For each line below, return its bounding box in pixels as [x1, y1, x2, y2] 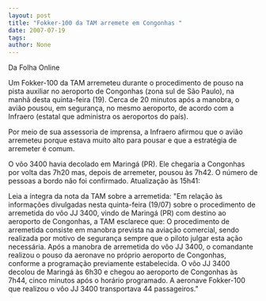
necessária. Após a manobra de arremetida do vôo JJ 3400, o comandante [8, 242, 253, 252]
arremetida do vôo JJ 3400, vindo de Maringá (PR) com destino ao [8, 208, 227, 218]
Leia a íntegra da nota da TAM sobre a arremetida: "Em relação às [8, 192, 223, 201]
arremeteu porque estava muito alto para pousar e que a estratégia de [8, 135, 237, 145]
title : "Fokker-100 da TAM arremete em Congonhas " [8, 19, 182, 27]
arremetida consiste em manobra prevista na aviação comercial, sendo [8, 225, 240, 234]
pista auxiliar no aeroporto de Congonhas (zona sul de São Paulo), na [8, 86, 235, 96]
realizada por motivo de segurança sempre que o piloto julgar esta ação [8, 234, 243, 243]
